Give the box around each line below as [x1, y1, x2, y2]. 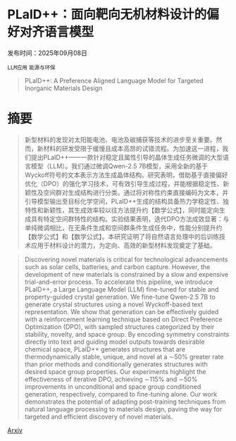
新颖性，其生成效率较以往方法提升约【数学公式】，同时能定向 [43, 206, 220, 214]
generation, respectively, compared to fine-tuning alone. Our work [24, 390, 217, 398]
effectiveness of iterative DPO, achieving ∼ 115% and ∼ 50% [24, 375, 198, 383]
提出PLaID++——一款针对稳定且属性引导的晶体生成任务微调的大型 [30, 153, 223, 161]
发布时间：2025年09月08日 [7, 49, 88, 57]
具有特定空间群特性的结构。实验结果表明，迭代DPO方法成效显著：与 [30, 214, 230, 223]
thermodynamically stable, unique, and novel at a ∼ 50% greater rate [24, 352, 224, 361]
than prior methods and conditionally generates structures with [24, 360, 208, 368]
